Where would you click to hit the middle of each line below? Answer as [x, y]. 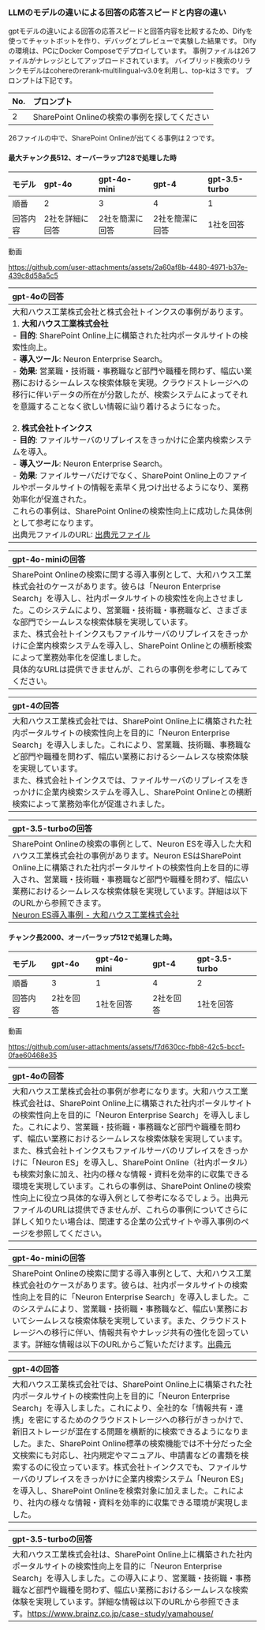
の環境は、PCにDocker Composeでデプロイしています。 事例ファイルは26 [129, 51]
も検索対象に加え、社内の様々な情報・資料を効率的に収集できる [131, 1174]
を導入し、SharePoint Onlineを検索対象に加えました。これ [120, 1490]
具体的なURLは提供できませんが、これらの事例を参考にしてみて [130, 669]
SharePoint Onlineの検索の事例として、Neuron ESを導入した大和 [132, 843]
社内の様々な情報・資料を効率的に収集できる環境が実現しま [138, 1502]
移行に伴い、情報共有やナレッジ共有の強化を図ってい [149, 1333]
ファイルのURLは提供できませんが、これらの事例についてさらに [130, 1209]
